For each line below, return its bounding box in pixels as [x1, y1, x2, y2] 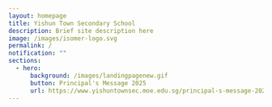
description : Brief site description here [8, 27, 154, 35]
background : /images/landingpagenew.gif [29, 72, 168, 80]
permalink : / [8, 42, 53, 50]
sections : [8, 57, 42, 65]
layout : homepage [8, 11, 67, 20]
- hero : [15, 64, 42, 72]
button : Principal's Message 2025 [29, 79, 147, 87]
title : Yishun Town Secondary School [8, 19, 136, 27]
